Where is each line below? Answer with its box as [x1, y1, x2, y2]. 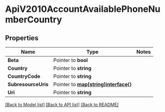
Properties [5, 34, 39, 42]
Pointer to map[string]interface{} [53, 81, 132, 88]
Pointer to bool [53, 57, 88, 63]
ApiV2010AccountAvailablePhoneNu [5, 3, 161, 15]
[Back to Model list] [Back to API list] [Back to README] [5, 102, 119, 108]
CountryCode [7, 73, 41, 80]
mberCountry [5, 14, 62, 25]
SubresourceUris [7, 81, 49, 88]
